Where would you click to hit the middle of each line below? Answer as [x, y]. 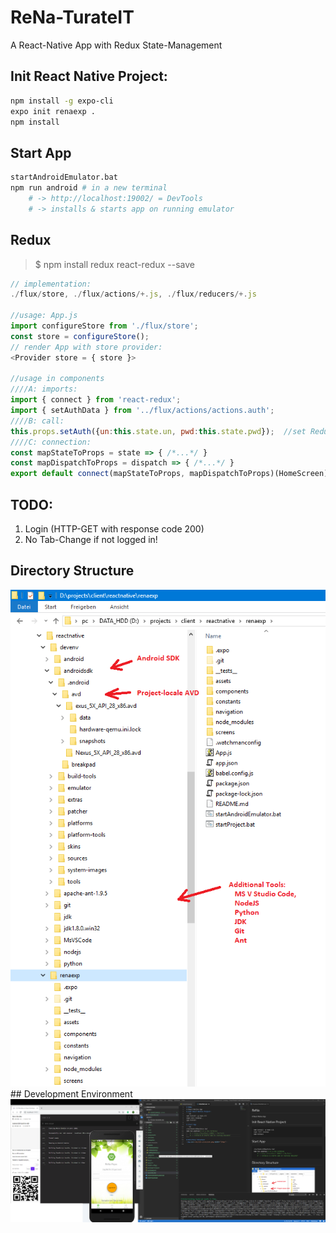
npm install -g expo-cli [62, 101]
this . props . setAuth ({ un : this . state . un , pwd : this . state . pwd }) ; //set [158, 431]
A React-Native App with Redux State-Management [116, 45]
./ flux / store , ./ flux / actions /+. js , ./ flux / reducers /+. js [133, 294]
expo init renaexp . [53, 111]
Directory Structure [72, 571]
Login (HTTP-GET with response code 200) [114, 528]
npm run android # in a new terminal [89, 188]
